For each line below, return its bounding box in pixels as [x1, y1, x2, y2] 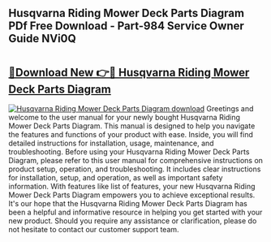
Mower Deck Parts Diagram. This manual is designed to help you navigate [8, 121, 256, 131]
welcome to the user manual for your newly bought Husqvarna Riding [8, 113, 241, 122]
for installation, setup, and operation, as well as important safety [8, 173, 223, 182]
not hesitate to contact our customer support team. [8, 225, 180, 234]
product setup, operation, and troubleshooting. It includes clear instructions [8, 164, 261, 174]
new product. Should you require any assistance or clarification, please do [8, 216, 257, 226]
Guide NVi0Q [8, 32, 77, 45]
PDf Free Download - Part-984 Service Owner [8, 19, 245, 33]
